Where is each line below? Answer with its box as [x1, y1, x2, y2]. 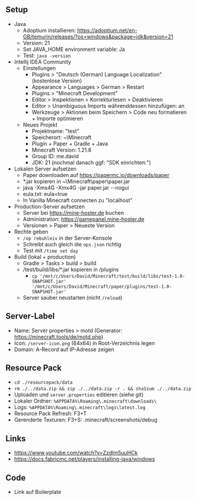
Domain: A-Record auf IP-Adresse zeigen [14, 346, 114, 353]
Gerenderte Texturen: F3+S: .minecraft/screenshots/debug [14, 416, 157, 423]
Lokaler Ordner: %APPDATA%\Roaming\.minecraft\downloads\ [14, 397, 157, 404]
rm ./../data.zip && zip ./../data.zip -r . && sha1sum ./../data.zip [14, 386, 192, 392]
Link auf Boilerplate [14, 489, 61, 496]
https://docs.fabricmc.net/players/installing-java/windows [14, 455, 155, 463]
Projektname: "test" [31, 127, 80, 134]
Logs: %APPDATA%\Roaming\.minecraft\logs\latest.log [14, 404, 146, 411]
